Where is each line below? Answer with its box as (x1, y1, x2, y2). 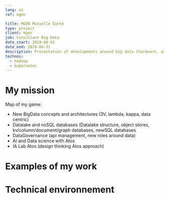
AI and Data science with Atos (12, 138, 75, 144)
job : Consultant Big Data (5, 35, 59, 40)
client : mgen (5, 31, 33, 36)
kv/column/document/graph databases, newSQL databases (12, 127, 136, 133)
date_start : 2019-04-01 (5, 40, 55, 45)
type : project (5, 26, 35, 31)
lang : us (5, 7, 24, 13)
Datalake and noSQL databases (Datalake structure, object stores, (12, 122, 149, 128)
